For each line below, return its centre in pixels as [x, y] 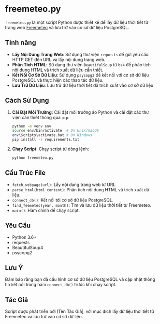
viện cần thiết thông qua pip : [41, 117]
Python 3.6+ [24, 237]
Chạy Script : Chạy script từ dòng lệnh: [51, 149]
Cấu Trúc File [25, 173]
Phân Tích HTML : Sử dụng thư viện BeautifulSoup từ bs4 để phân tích [81, 64]
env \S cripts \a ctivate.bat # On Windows [52, 135]
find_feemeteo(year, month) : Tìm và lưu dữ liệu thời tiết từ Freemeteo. [81, 205]
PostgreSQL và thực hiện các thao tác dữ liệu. [58, 80]
